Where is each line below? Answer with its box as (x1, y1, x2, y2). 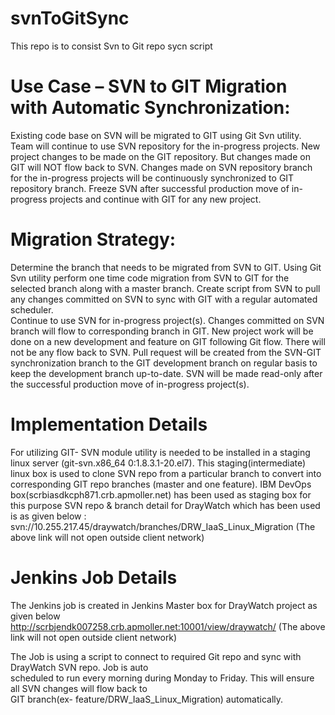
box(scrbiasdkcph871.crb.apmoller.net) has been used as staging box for (10, 488, 312, 501)
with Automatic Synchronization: (10, 97, 291, 119)
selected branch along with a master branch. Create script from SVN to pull (10, 282, 321, 294)
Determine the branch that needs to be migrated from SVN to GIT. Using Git (10, 261, 322, 273)
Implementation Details (10, 413, 208, 436)
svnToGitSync (10, 7, 130, 30)
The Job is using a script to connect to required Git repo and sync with (10, 650, 302, 662)
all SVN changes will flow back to (10, 682, 148, 694)
